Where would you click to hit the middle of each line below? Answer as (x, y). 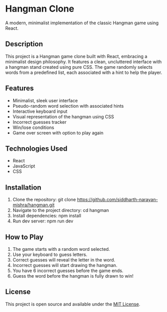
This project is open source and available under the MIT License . (73, 304)
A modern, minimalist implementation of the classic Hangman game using (82, 23)
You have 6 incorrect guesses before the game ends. (68, 271)
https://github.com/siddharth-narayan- (117, 200)
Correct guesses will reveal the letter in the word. (64, 260)
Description (24, 44)
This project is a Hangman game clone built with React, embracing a (76, 56)
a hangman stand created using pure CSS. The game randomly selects (79, 67)
